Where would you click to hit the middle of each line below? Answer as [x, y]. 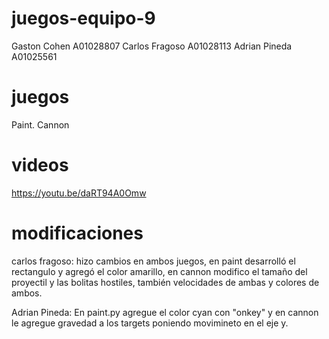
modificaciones [77, 233]
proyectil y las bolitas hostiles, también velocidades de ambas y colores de [165, 282]
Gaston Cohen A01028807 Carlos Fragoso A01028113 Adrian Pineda [152, 46]
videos [40, 165]
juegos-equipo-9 [83, 18]
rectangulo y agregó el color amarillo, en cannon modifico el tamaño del [159, 271]
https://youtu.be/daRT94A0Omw [79, 193]
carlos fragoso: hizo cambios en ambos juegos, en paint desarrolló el [153, 261]
